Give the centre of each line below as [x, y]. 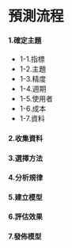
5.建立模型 [26, 197]
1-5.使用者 [36, 99]
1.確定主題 [25, 40]
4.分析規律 [26, 177]
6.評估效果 [26, 217]
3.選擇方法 [26, 158]
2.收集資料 [26, 138]
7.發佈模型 [25, 236]
